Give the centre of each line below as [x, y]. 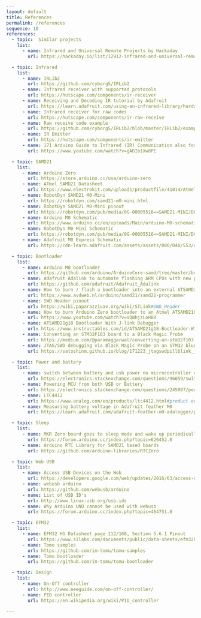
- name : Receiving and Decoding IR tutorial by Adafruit [95, 101]
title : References [29, 17]
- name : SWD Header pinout [56, 301]
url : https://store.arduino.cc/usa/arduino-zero [89, 178]
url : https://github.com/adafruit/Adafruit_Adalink [94, 284]
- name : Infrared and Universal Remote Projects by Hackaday [100, 51]
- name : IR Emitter [46, 134]
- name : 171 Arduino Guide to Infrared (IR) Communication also [104, 145]
